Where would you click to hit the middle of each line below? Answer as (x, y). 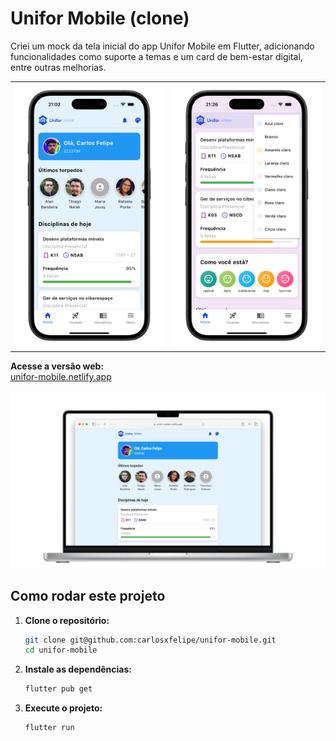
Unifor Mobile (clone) (100, 18)
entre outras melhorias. (58, 67)
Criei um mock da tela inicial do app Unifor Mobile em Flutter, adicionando (162, 46)
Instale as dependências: (78, 669)
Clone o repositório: (67, 620)
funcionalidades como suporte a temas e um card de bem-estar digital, (156, 56)
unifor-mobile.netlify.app (61, 377)
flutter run (49, 728)
